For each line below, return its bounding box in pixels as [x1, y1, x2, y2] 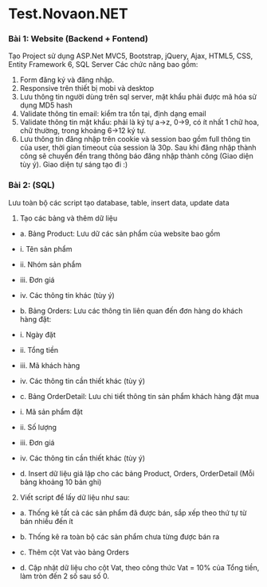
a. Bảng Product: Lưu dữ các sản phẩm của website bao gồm [19, 229, 221, 238]
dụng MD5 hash [19, 100, 73, 110]
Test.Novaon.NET [8, 5, 129, 23]
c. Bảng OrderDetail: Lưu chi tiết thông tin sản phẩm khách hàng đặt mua [19, 391, 260, 401]
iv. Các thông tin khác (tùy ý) [19, 290, 116, 299]
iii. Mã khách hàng [19, 360, 80, 370]
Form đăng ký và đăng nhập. [19, 75, 115, 84]
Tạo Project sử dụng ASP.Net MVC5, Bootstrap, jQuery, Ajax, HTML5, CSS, [8, 51, 253, 61]
